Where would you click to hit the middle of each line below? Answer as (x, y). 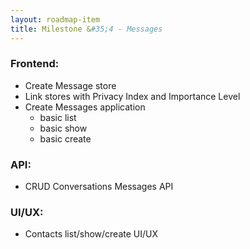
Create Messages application (85, 107)
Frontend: (35, 64)
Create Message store (70, 85)
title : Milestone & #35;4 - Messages (86, 29)
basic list (58, 117)
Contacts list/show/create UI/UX (91, 234)
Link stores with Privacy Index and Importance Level (132, 96)
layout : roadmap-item (55, 19)
